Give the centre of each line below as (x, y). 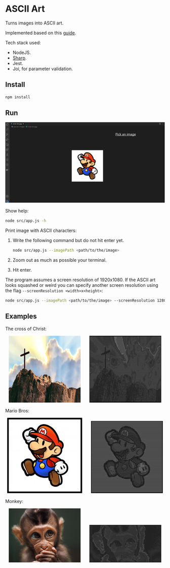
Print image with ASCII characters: (41, 231)
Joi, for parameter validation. (43, 69)
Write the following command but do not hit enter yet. (68, 241)
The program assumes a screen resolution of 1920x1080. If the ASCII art (80, 280)
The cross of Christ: (26, 328)
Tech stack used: (23, 42)
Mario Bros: (17, 410)
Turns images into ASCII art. (34, 23)
